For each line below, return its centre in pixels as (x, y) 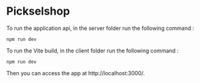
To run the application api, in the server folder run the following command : (100, 28)
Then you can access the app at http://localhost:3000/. (76, 73)
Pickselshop (38, 11)
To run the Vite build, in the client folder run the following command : (92, 51)
